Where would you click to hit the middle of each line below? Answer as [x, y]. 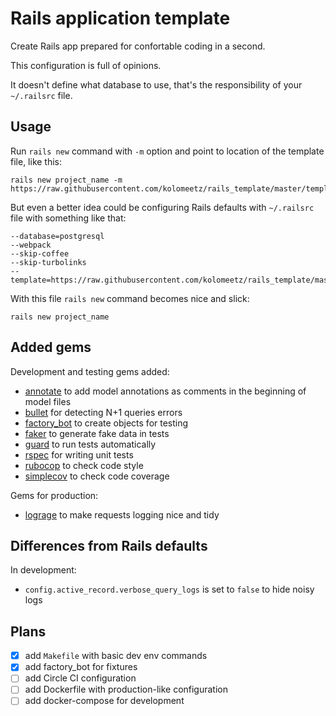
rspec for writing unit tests [79, 454]
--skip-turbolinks [48, 262]
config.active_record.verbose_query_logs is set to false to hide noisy [169, 589]
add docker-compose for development [104, 701]
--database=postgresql [57, 236]
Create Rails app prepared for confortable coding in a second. [138, 46]
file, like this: [36, 161]
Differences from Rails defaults [109, 545]
